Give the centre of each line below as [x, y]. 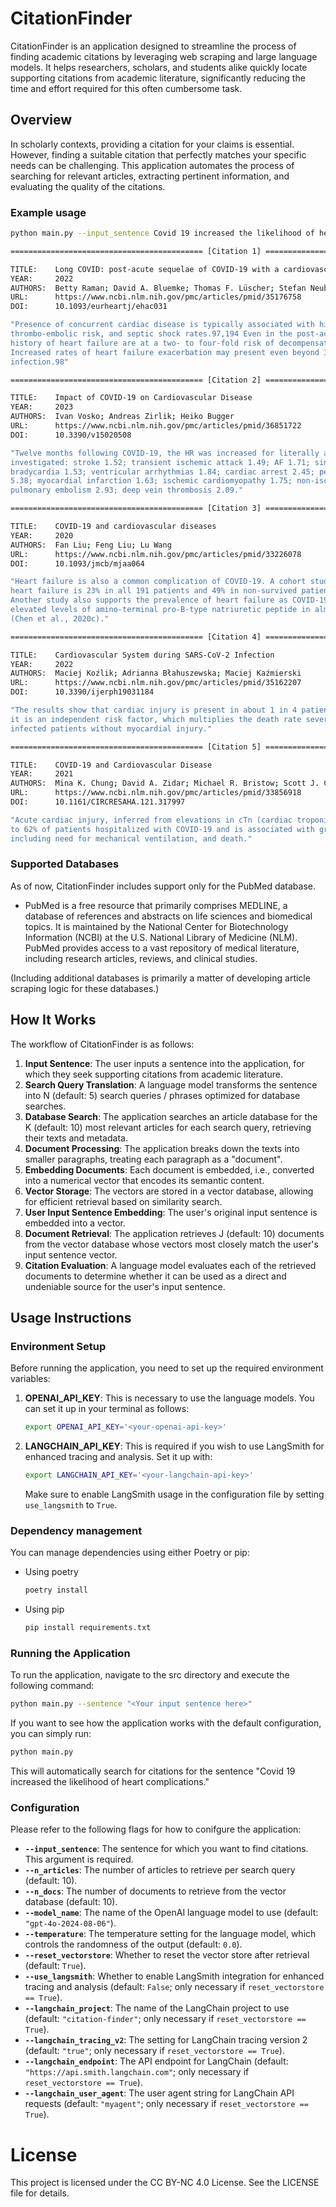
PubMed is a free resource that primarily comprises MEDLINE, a [156, 905]
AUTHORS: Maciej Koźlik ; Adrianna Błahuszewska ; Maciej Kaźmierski [156, 673]
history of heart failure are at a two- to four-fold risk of [142, 343]
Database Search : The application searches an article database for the [171, 1116]
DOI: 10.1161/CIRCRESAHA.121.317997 [98, 802]
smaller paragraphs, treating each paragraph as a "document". [153, 1159]
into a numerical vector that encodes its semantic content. [144, 1180]
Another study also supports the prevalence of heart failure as [149, 600]
